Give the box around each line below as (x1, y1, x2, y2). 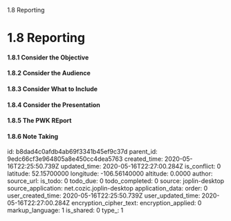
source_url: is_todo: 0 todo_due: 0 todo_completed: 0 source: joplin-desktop (7, 177, 225, 185)
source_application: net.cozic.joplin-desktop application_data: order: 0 (7, 184, 208, 193)
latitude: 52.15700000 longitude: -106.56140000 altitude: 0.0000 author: (7, 169, 213, 178)
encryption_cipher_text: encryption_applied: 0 (71, 199, 202, 207)
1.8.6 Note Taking (7, 132, 59, 140)
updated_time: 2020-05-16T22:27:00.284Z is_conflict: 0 (60, 162, 221, 171)
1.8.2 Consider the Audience (7, 69, 91, 77)
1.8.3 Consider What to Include (7, 84, 98, 93)
